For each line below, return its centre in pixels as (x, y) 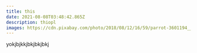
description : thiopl (31, 22)
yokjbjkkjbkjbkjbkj (28, 44)
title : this (21, 11)
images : (16, 28)
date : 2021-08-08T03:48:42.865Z (45, 17)
